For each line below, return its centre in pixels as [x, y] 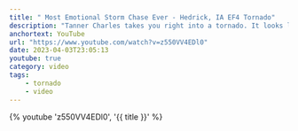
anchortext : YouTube [47, 34]
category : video [39, 67]
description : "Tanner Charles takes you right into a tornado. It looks [146, 26]
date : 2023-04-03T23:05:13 [59, 50]
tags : [19, 75]
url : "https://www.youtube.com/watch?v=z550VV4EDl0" [109, 42]
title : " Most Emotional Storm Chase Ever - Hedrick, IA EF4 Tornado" [142, 17]
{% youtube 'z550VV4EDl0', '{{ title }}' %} [86, 117]
